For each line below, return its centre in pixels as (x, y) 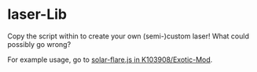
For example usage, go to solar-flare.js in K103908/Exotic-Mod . (110, 59)
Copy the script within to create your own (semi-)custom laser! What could (128, 36)
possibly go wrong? (39, 44)
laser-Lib (37, 14)
